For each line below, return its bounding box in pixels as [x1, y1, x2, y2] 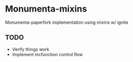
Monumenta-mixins [5, 3, 87, 15]
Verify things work [12, 46, 49, 52]
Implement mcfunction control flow [12, 51, 83, 57]
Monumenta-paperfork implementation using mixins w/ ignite [5, 19, 129, 25]
